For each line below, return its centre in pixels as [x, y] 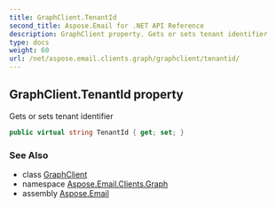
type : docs [29, 42]
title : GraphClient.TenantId [63, 17]
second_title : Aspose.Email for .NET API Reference [106, 26]
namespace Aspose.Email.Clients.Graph [95, 184]
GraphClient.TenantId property [96, 95]
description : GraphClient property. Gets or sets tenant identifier [138, 34]
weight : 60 [29, 51]
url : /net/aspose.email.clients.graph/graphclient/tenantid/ [125, 59]
